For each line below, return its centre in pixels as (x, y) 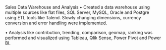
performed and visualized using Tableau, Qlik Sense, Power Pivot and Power (83, 38)
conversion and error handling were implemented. (56, 23)
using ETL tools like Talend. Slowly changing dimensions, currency (73, 18)
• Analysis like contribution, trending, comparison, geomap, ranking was (79, 32)
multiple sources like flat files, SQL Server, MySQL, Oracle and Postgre (77, 12)
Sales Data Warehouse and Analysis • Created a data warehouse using (78, 7)
